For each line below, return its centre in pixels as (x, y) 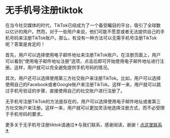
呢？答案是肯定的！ (25, 44)
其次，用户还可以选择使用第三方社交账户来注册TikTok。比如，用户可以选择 (83, 78)
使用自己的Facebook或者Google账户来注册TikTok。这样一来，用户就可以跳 (83, 84)
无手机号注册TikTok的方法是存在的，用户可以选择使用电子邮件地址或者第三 (83, 101)
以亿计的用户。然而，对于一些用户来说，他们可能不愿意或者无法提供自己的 (83, 31)
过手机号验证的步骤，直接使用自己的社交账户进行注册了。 (65, 91)
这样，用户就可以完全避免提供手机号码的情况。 (63, 67)
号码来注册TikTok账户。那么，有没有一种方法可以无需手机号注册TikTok (83, 38)
